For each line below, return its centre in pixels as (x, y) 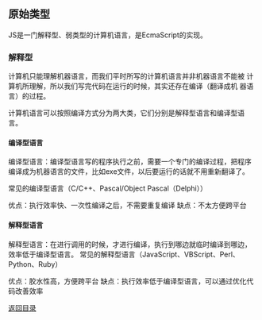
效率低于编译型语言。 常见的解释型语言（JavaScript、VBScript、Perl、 (124, 254)
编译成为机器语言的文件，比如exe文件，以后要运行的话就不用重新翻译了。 (129, 172)
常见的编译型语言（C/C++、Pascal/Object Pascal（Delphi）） (108, 188)
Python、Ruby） (35, 264)
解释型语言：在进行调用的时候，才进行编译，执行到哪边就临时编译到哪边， (130, 244)
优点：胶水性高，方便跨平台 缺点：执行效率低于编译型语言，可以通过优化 (127, 281)
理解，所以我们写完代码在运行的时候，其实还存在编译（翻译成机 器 (138, 87)
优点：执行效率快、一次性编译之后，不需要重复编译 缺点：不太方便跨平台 (127, 206)
